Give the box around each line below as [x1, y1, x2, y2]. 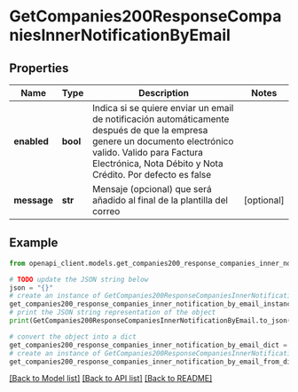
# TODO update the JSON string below [9, 275, 149, 284]
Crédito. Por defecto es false [91, 169, 212, 180]
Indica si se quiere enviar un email [91, 102, 234, 114]
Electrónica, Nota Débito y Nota [91, 157, 223, 170]
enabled [13, 135, 49, 148]
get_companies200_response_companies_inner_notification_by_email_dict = [9, 340, 288, 349]
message [13, 194, 53, 206]
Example [9, 236, 59, 251]
